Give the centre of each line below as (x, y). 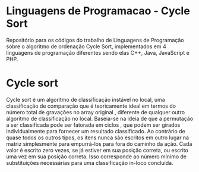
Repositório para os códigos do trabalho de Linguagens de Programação (95, 40)
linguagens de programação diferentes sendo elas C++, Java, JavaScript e (98, 52)
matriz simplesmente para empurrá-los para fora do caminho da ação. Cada (99, 143)
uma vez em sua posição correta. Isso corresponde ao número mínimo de (97, 157)
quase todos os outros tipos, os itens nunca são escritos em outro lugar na (97, 137)
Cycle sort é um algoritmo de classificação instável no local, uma (86, 99)
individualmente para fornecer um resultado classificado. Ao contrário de (96, 131)
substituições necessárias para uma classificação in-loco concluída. (90, 162)
